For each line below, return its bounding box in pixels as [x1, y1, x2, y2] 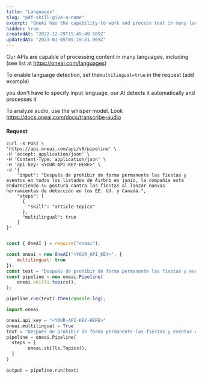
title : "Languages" [6, 8, 55, 15]
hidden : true [6, 25, 39, 32]
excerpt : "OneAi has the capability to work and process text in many [6, 20, 187, 26]
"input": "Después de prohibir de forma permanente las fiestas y [17, 172, 187, 178]
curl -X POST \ [6, 141, 44, 147]
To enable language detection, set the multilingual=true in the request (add [6, 71, 194, 78]
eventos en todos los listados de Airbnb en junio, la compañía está [6, 178, 185, 184]
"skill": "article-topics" [28, 204, 96, 210]
